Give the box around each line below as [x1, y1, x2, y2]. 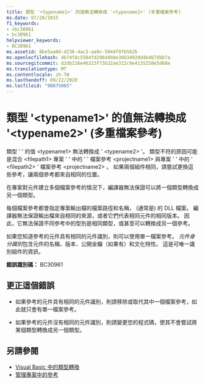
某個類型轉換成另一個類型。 [15, 326, 85, 333]
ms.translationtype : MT [6, 65, 67, 72]
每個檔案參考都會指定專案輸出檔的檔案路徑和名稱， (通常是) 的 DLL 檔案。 [6, 204, 192, 212]
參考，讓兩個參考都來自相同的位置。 [11, 171, 103, 178]
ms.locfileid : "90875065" [6, 83, 72, 89]
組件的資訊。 [11, 248, 44, 255]
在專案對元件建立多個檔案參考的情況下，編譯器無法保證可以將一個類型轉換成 [6, 183, 199, 191]
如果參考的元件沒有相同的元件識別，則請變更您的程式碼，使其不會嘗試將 [15, 319, 197, 326]
